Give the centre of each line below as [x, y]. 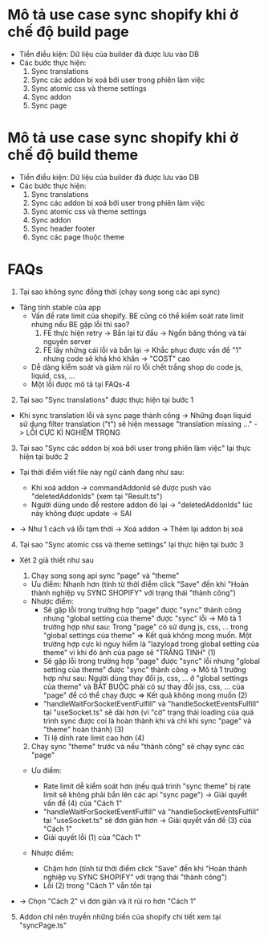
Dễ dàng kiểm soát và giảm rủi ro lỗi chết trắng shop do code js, [137, 367]
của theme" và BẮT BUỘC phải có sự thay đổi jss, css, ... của [144, 686]
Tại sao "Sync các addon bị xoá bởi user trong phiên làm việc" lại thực [135, 448]
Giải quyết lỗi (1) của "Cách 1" [92, 837]
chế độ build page [68, 32]
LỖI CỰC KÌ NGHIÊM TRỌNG [73, 432]
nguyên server [67, 341]
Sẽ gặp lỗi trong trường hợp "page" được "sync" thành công [142, 609]
